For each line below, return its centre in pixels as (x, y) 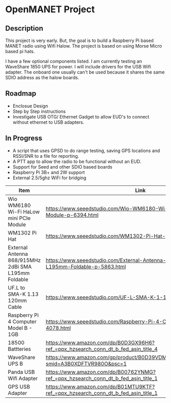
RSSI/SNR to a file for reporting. (46, 156)
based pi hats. (20, 51)
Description (24, 28)
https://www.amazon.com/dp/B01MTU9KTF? (100, 387)
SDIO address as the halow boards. (42, 77)
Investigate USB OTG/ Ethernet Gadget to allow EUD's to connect (81, 116)
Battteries (20, 349)
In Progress (24, 138)
